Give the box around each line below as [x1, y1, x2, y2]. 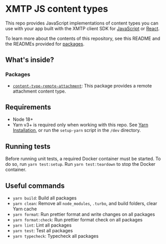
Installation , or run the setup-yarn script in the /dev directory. [12, 127, 141, 134]
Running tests [5, 142, 51, 151]
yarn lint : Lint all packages [12, 222, 72, 228]
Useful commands [5, 181, 65, 190]
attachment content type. [12, 88, 66, 94]
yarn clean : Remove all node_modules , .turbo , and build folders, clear [12, 201, 157, 207]
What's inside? [5, 56, 55, 64]
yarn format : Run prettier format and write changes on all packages [12, 211, 155, 217]
